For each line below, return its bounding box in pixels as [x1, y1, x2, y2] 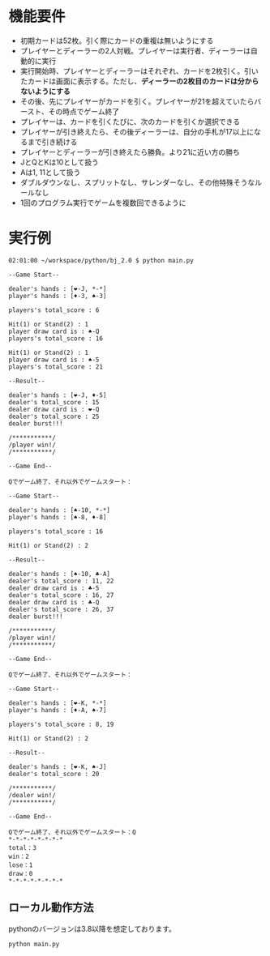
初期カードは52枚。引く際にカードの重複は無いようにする [19, 36, 214, 45]
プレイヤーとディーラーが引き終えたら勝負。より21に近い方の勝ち [19, 147, 241, 156]
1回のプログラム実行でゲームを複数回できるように [19, 198, 186, 207]
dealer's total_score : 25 [8, 412, 100, 420]
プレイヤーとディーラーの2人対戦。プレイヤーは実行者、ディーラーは [19, 45, 251, 55]
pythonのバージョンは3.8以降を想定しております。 [8, 924, 177, 933]
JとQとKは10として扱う [19, 157, 100, 167]
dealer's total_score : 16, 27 [8, 591, 114, 600]
